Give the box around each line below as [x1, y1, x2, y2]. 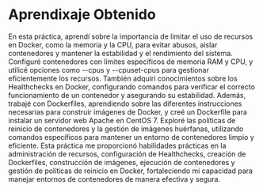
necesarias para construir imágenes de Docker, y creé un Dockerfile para [8, 107, 248, 116]
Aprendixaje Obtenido [8, 6, 156, 24]
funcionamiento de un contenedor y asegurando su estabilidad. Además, [8, 90, 246, 100]
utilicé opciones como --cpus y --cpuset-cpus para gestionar [8, 65, 210, 74]
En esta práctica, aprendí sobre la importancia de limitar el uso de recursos [8, 32, 253, 41]
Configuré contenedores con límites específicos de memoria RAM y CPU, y [8, 57, 253, 66]
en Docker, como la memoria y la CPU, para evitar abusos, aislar [8, 40, 218, 49]
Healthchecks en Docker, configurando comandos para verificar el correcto [8, 81, 256, 92]
